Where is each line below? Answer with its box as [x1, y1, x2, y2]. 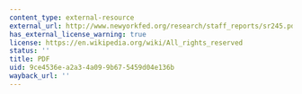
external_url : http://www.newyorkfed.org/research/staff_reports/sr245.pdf [9, 21, 299, 30]
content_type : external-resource [9, 13, 135, 22]
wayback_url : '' [9, 72, 70, 81]
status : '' [9, 47, 50, 56]
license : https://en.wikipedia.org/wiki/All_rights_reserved [9, 38, 244, 47]
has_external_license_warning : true [9, 30, 147, 38]
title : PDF [9, 55, 50, 64]
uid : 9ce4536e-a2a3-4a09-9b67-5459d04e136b [9, 64, 175, 73]
